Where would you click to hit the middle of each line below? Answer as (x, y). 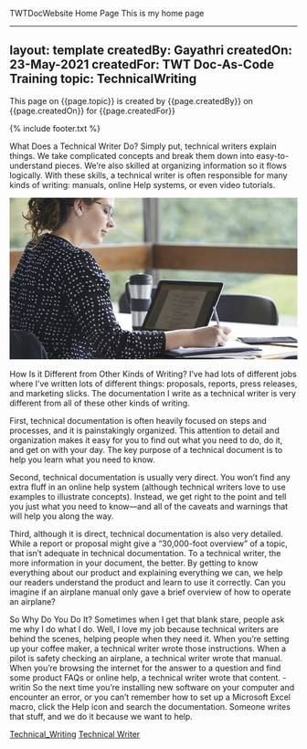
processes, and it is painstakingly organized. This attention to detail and (145, 431)
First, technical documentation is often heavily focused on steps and (138, 421)
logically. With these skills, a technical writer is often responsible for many (148, 175)
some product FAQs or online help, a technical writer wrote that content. (145, 678)
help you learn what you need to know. (82, 459)
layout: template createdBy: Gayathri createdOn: (151, 51)
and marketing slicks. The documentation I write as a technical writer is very (153, 394)
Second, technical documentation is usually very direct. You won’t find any (150, 478)
